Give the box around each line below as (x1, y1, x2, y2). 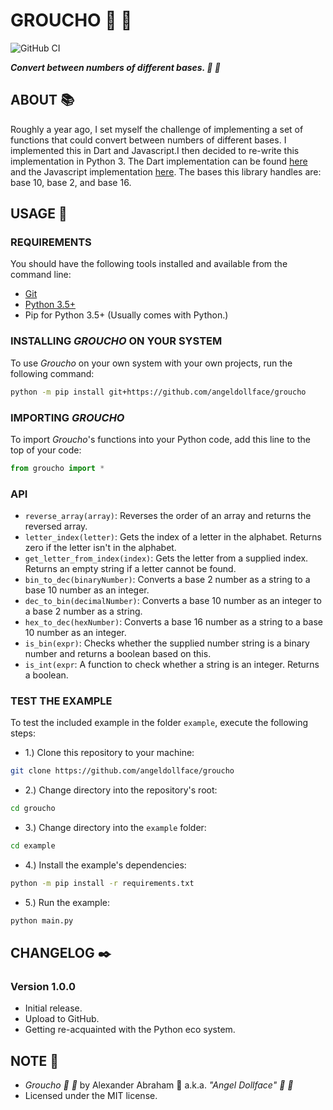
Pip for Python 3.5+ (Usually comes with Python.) (24, 309, 229, 321)
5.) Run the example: (24, 896, 111, 908)
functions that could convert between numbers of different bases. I (10, 134, 287, 146)
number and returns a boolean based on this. (24, 648, 212, 660)
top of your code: (10, 444, 82, 456)
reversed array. (24, 520, 88, 533)
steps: (10, 727, 36, 739)
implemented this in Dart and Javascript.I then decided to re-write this (10, 144, 300, 156)
